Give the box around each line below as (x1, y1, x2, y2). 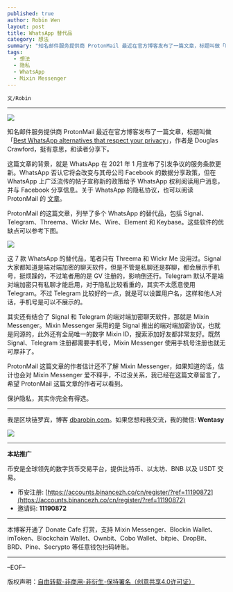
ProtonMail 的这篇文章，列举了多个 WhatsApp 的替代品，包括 (7, 209, 182, 217)
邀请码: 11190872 (17, 504, 67, 513)
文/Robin (7, 95, 31, 102)
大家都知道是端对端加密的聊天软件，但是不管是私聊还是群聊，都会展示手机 (7, 263, 220, 272)
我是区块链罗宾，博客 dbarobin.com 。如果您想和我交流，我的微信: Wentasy (7, 416, 224, 424)
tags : (7, 49, 23, 56)
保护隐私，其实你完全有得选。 (7, 394, 92, 403)
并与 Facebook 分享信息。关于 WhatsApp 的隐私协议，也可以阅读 (7, 186, 194, 195)
